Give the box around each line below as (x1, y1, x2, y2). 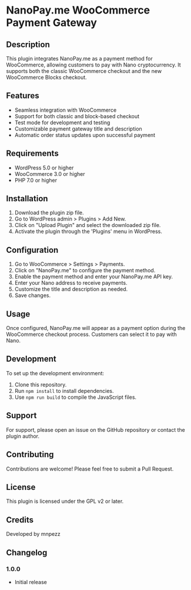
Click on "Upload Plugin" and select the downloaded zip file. (14, 222, 161, 229)
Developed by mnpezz (6, 531, 61, 538)
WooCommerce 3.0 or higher (14, 170, 85, 177)
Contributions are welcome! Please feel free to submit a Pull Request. (6, 465, 174, 472)
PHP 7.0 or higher (14, 176, 58, 184)
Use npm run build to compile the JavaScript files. (14, 394, 137, 401)
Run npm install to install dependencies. (14, 387, 114, 394)
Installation (6, 194, 48, 204)
